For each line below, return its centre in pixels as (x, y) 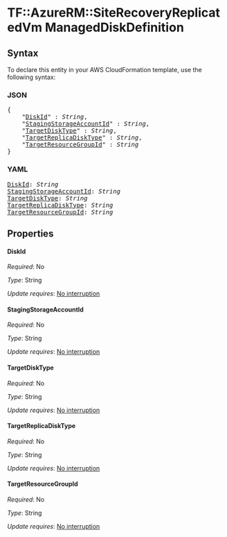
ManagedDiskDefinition (115, 27)
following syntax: (31, 77)
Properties (30, 233)
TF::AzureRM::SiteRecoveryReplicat (113, 13)
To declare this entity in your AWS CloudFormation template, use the (105, 70)
